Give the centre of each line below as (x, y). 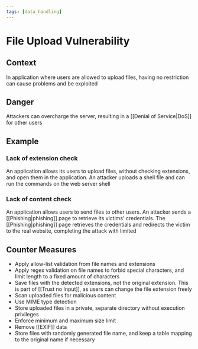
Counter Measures (41, 250)
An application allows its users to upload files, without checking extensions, (98, 171)
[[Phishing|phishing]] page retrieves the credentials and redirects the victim (98, 225)
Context (21, 63)
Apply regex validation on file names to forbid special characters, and (99, 270)
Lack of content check (39, 199)
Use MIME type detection (46, 302)
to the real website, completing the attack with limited (71, 231)
